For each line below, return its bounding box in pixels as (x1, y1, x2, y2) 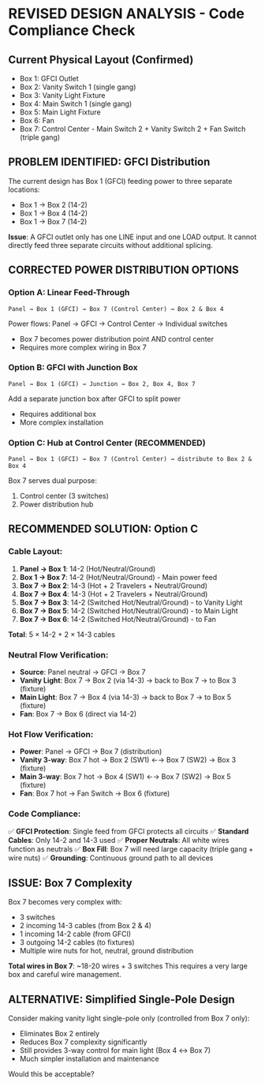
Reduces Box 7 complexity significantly (19, 1037, 147, 1047)
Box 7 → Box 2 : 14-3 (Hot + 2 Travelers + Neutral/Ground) (19, 581, 207, 590)
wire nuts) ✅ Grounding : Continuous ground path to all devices (8, 853, 214, 863)
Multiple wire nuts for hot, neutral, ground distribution (19, 946, 194, 956)
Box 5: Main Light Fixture (19, 107, 101, 117)
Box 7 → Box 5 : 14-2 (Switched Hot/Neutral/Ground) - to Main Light (19, 605, 238, 616)
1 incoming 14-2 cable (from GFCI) (19, 929, 132, 939)
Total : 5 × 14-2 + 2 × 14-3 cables (8, 629, 116, 639)
